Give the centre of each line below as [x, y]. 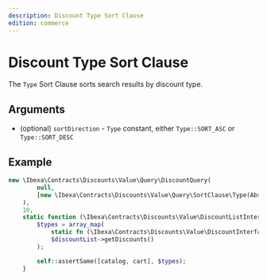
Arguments [37, 109]
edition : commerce [39, 23]
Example [30, 162]
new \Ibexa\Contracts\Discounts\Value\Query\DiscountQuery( [110, 181]
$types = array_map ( [71, 225]
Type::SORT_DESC [46, 138]
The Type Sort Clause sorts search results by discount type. [106, 84]
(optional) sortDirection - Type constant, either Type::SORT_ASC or [127, 129]
